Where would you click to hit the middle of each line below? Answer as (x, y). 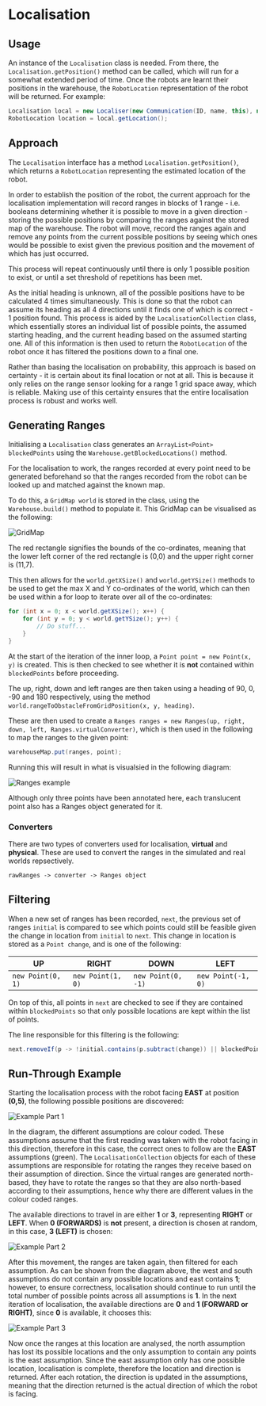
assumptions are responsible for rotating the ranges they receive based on (130, 1166)
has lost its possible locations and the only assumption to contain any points (132, 1352)
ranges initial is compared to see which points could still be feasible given (132, 927)
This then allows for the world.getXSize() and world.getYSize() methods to (132, 580)
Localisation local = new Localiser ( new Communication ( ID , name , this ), (131, 111)
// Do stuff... (62, 627)
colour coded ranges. (43, 1199)
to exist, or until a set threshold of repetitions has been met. (105, 277)
